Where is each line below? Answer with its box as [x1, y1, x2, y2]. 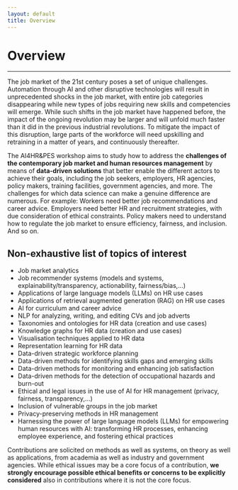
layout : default [7, 10, 55, 18]
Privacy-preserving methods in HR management [17, 409, 159, 418]
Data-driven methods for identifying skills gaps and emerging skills [17, 357, 214, 365]
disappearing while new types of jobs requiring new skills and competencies [7, 100, 231, 108]
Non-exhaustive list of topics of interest [7, 247, 187, 260]
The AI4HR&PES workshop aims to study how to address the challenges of [7, 152, 227, 160]
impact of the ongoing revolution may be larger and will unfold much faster [7, 115, 225, 124]
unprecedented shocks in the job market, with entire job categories [7, 93, 203, 101]
